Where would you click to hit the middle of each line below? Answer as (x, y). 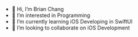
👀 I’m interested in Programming (51, 15)
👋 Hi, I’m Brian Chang (38, 9)
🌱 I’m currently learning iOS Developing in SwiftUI (72, 21)
